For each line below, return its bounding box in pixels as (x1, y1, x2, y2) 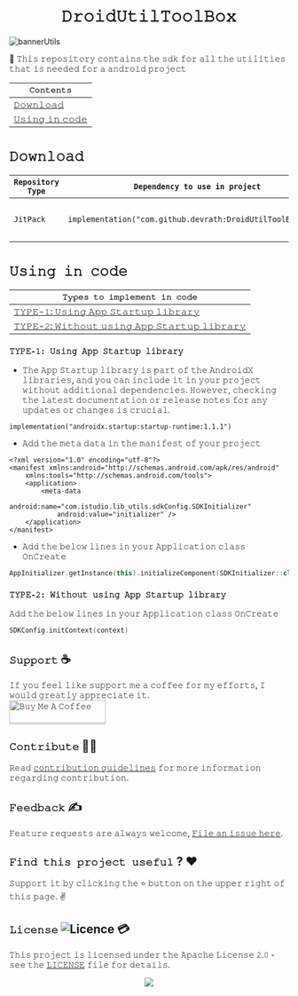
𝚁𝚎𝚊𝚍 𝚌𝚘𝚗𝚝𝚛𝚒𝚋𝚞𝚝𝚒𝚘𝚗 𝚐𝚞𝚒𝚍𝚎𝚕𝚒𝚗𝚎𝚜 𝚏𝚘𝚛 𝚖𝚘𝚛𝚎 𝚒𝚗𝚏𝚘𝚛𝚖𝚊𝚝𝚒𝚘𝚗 (9, 762, 262, 773)
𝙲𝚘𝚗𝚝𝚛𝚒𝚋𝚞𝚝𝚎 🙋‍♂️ (9, 739, 98, 754)
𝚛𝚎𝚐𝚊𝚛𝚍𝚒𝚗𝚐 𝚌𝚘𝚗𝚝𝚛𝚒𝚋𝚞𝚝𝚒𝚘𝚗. (9, 772, 129, 783)
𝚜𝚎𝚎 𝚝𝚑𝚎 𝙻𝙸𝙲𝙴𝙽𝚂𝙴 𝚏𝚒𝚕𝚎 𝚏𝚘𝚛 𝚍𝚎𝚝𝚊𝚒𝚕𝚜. (9, 960, 171, 970)
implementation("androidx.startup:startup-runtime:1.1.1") (9, 423, 232, 431)
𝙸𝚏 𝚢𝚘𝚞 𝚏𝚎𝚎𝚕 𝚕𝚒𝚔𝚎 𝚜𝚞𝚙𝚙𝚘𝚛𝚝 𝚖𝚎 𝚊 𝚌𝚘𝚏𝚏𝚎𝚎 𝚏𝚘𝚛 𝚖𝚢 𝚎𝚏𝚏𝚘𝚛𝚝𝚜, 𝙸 (9, 679, 266, 690)
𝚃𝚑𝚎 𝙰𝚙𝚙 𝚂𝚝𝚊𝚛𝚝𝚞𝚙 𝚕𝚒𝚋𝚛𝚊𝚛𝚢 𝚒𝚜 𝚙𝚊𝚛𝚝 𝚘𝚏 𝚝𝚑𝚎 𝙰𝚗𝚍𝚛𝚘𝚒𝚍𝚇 (21, 365, 255, 375)
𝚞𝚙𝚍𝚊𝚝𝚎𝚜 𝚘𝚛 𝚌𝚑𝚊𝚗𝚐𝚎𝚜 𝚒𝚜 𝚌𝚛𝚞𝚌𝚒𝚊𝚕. (21, 405, 171, 415)
